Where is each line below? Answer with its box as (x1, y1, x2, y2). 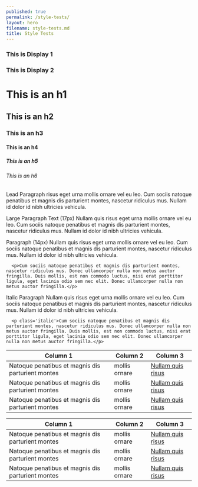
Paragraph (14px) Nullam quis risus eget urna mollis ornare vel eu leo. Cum (6, 238, 188, 246)
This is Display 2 (6, 66, 54, 74)
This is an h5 (6, 157, 38, 165)
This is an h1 (6, 88, 67, 101)
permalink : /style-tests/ (6, 14, 70, 20)
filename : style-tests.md (6, 25, 70, 31)
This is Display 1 (6, 50, 53, 59)
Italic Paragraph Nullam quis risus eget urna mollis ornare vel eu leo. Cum (6, 294, 184, 301)
